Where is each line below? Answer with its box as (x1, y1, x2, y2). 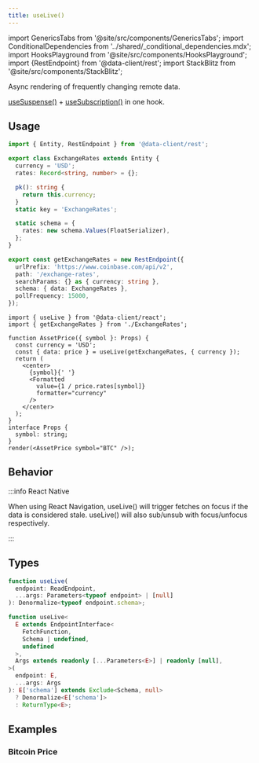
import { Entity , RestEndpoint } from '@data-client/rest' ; (8, 141, 210, 149)
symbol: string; (15, 431, 68, 438)
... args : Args (15, 679, 61, 688)
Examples (8, 722, 57, 735)
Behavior (8, 465, 53, 479)
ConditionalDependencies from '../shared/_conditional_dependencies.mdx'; (8, 41, 252, 51)
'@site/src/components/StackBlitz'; (8, 66, 123, 75)
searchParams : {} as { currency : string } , (15, 277, 159, 285)
